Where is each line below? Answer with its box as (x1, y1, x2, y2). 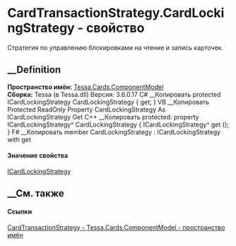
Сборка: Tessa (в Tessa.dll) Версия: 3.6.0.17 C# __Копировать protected (7, 90, 221, 98)
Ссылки (7, 207, 33, 216)
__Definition (7, 64, 61, 76)
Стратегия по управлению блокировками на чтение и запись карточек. (7, 43, 224, 52)
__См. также (7, 187, 65, 199)
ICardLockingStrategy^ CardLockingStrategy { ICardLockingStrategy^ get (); (7, 120, 230, 129)
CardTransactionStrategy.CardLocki (7, 5, 225, 21)
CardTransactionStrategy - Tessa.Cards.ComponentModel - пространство (7, 223, 225, 231)
